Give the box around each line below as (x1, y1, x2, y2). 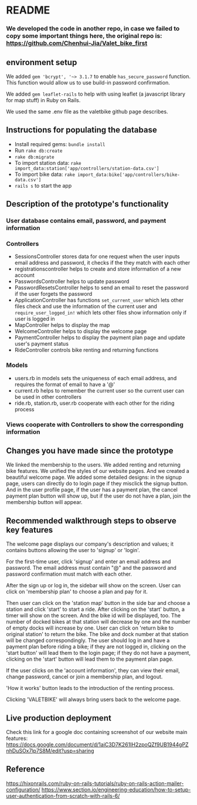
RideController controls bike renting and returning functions (14, 347, 159, 354)
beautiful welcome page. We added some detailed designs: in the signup (6, 473, 182, 481)
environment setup (6, 57, 77, 67)
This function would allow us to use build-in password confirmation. (6, 79, 170, 86)
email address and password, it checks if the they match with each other (14, 259, 191, 266)
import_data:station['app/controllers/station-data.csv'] (14, 165, 159, 171)
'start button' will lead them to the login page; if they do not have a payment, (6, 650, 191, 657)
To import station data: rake (14, 159, 81, 166)
